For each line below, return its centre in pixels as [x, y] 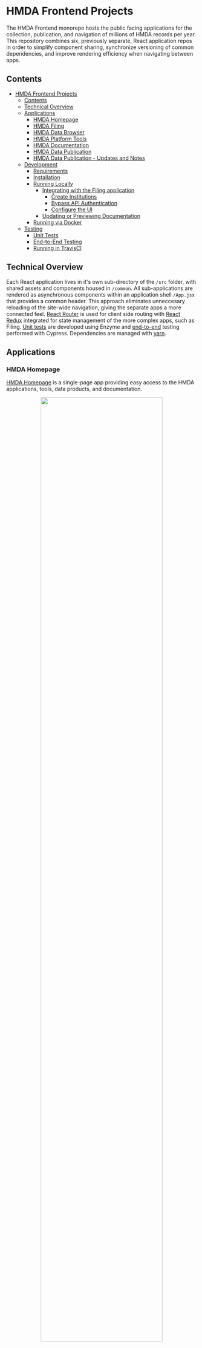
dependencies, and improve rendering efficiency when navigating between [100, 53]
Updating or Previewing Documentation [91, 215]
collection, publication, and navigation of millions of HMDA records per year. [101, 34]
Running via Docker [57, 222]
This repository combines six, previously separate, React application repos [99, 41]
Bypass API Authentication [84, 203]
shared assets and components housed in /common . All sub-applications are [100, 288]
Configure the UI [72, 209]
